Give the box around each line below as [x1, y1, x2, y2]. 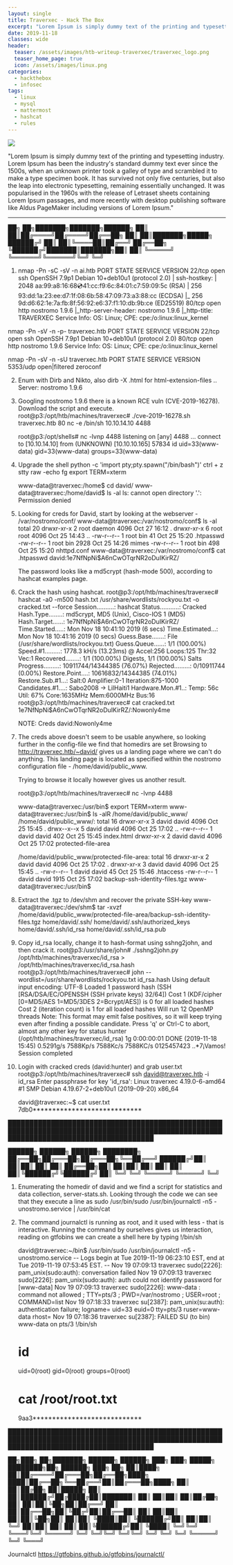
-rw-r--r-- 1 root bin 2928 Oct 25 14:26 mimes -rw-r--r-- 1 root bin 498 [17, 539, 220, 547]
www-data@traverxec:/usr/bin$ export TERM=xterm [17, 802, 168, 811]
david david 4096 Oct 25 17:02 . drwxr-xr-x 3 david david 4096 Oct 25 [17, 860, 219, 868]
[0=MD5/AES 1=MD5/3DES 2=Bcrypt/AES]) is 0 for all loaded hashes [17, 997, 215, 1005]
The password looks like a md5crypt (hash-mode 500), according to [17, 567, 213, 576]
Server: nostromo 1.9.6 [17, 383, 83, 392]
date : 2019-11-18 [8, 29, 58, 37]
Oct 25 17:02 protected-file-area [17, 839, 111, 847]
